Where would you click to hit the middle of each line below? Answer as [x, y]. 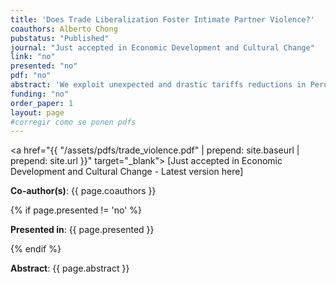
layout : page [37, 112]
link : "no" [33, 57]
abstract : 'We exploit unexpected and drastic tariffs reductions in [158, 85]
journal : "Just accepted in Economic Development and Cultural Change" [162, 47]
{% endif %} [36, 249]
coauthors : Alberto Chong [64, 29]
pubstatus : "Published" [60, 38]
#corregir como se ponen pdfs [73, 122]
